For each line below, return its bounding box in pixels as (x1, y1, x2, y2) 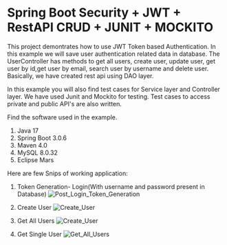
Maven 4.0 (17, 141, 48, 149)
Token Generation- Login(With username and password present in (17, 182, 205, 190)
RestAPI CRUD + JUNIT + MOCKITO (7, 19, 214, 35)
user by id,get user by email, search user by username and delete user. (7, 64, 209, 72)
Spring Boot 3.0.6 (17, 133, 67, 142)
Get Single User (17, 230, 62, 238)
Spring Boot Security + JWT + (7, 5, 182, 21)
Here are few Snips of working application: (7, 169, 129, 177)
